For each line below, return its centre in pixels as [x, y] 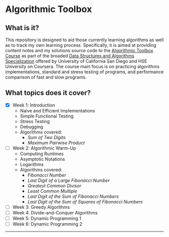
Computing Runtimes [42, 154]
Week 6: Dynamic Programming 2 [47, 224]
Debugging [32, 127]
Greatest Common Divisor [54, 186]
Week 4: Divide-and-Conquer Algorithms [55, 213]
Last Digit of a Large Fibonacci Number [68, 180]
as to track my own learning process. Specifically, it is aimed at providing [81, 45]
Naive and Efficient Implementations [58, 110]
